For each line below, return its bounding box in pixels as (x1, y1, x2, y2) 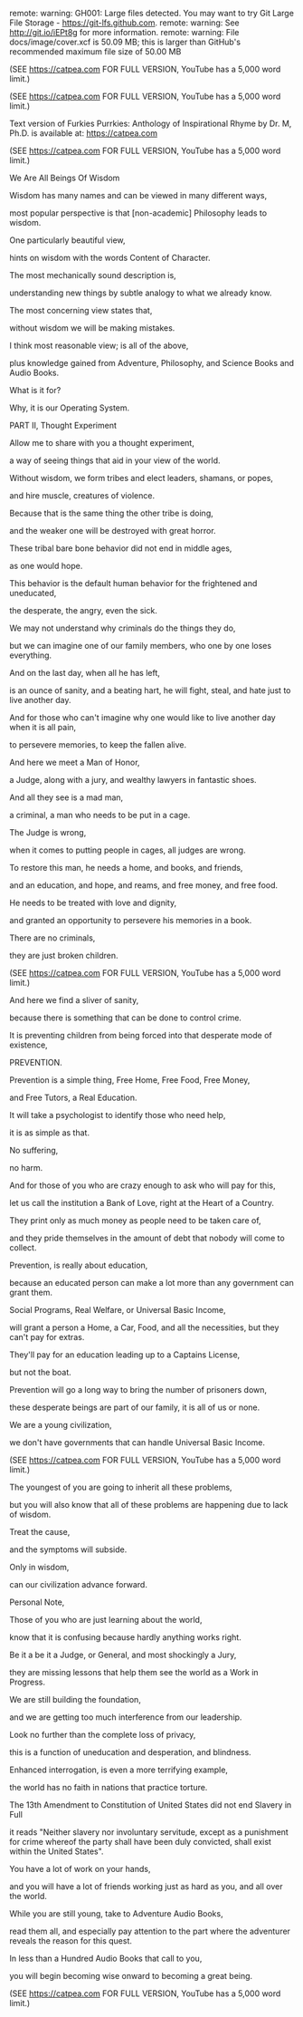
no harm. (9, 1163, 43, 1173)
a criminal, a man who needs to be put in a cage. (9, 810, 191, 820)
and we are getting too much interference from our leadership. (9, 1712, 242, 1723)
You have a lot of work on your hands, (9, 1864, 151, 1874)
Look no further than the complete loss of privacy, (9, 1730, 196, 1740)
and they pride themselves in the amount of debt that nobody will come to (9, 1232, 285, 1243)
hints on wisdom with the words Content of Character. (9, 253, 211, 263)
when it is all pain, (9, 722, 77, 732)
